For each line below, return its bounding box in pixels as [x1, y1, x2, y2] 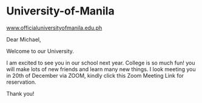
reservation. [6, 78, 36, 86]
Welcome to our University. [6, 47, 75, 55]
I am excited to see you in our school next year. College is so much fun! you [6, 59, 195, 66]
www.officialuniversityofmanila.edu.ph [6, 24, 103, 31]
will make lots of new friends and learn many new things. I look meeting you [6, 65, 196, 73]
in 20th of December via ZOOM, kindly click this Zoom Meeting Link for [6, 72, 184, 79]
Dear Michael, [6, 36, 41, 43]
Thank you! [6, 90, 35, 97]
